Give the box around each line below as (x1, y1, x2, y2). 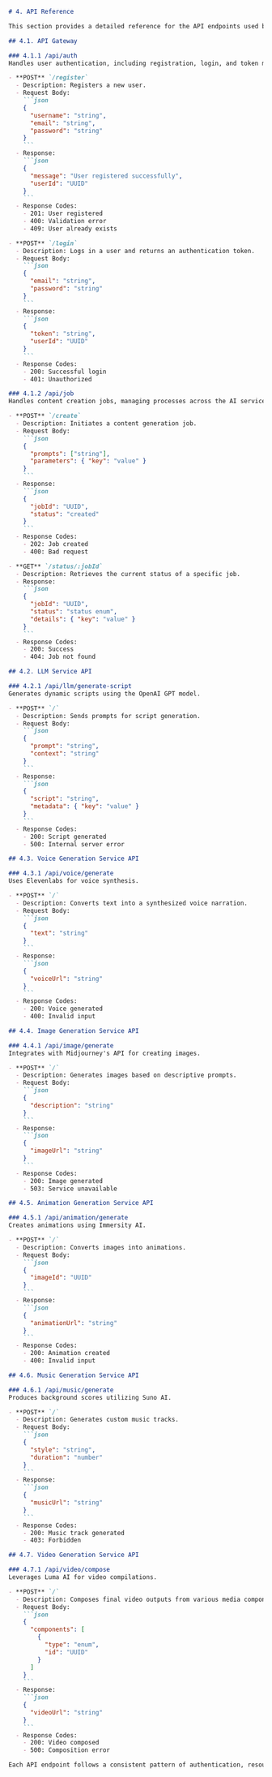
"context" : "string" (29, 750, 100, 758)
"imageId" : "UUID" (29, 1274, 92, 1282)
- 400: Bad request (23, 548, 89, 556)
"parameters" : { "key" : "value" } (29, 457, 147, 466)
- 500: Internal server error (23, 840, 125, 848)
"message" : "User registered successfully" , (29, 171, 183, 180)
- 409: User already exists (23, 224, 117, 233)
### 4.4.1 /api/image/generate (8, 1041, 114, 1050)
